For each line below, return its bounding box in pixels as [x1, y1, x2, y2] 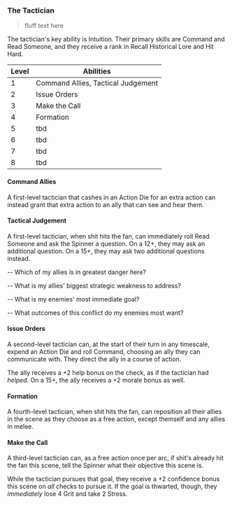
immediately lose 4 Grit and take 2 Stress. [7, 490, 128, 498]
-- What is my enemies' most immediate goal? [7, 294, 140, 303]
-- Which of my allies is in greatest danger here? [7, 268, 147, 276]
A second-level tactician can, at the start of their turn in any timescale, [7, 340, 210, 348]
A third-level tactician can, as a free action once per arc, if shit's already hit [7, 454, 224, 462]
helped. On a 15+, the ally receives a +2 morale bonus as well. [7, 376, 185, 384]
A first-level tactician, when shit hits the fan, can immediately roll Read [7, 232, 210, 240]
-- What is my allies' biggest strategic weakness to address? [7, 281, 182, 290]
